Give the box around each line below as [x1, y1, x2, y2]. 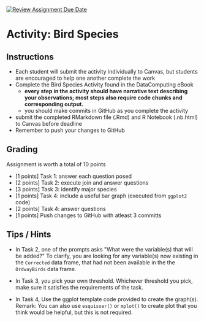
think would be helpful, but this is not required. [15, 309, 133, 316]
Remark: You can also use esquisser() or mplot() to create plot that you [15, 302, 197, 309]
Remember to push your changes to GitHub [15, 126, 126, 134]
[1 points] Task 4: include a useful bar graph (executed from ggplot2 [15, 192, 187, 199]
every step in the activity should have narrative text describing [24, 88, 188, 94]
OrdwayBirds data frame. [15, 265, 77, 272]
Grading [6, 144, 38, 155]
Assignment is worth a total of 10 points [6, 160, 106, 168]
